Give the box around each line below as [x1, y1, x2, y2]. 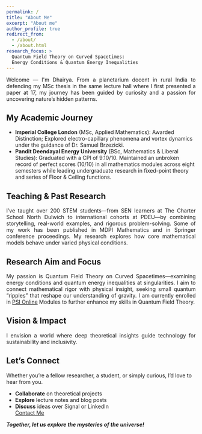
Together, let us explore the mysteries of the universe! [6, 421, 144, 428]
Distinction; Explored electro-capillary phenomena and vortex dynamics [14, 135, 193, 142]
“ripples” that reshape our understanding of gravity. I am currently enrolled [6, 292, 196, 299]
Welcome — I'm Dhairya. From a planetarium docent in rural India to [6, 76, 196, 83]
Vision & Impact [6, 316, 67, 326]
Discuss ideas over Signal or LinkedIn [14, 403, 109, 410]
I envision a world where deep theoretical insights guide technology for [6, 331, 196, 339]
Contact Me [14, 409, 44, 416]
